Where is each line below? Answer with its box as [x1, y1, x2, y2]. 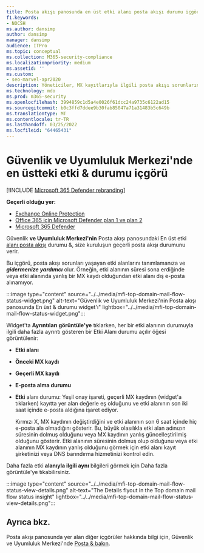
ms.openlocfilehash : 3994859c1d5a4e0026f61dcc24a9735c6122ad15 [6, 99, 170, 105]
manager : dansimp [6, 37, 50, 43]
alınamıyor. [6, 279, 33, 286]
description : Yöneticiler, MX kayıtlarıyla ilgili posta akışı [6, 83, 170, 89]
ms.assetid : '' [6, 65, 45, 72]
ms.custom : [6, 71, 34, 77]
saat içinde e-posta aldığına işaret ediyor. [15, 406, 118, 413]
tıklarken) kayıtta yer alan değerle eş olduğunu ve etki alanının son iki [15, 399, 188, 407]
